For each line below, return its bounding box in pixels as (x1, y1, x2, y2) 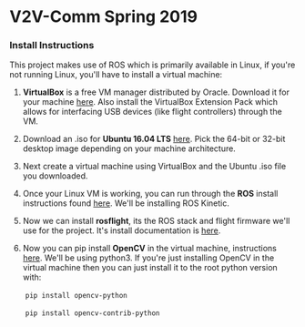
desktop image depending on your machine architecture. (22, 143, 237, 154)
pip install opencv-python (25, 291, 127, 301)
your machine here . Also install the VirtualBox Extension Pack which (22, 97, 278, 107)
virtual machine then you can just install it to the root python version (22, 262, 278, 273)
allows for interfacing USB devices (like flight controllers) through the (22, 107, 282, 118)
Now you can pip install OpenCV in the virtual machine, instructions (22, 243, 278, 254)
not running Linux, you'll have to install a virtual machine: (9, 69, 223, 80)
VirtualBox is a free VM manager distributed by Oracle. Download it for (22, 87, 290, 97)
